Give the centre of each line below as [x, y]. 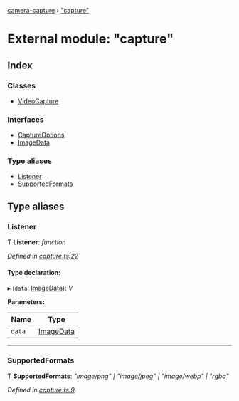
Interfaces [26, 119]
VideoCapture [38, 101]
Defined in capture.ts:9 [41, 390]
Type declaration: [34, 272]
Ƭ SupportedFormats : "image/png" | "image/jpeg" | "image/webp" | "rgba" [118, 376]
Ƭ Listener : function [37, 242]
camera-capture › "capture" [48, 10]
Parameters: [26, 302]
